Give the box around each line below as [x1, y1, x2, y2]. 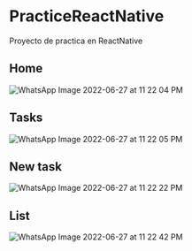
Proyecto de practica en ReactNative [9, 35, 143, 46]
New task [9, 159, 62, 174]
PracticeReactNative [9, 6, 165, 27]
